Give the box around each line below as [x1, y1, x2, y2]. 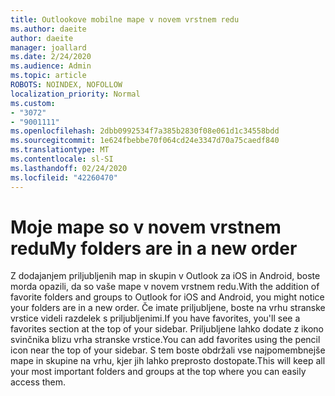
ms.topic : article [10, 71, 87, 81]
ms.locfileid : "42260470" [10, 172, 118, 183]
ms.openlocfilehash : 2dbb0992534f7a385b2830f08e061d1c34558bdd [10, 126, 280, 136]
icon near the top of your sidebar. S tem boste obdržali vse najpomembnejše [10, 344, 326, 356]
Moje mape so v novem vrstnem [10, 216, 282, 238]
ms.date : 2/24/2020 [10, 52, 92, 62]
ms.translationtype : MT [10, 145, 110, 155]
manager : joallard [10, 42, 87, 53]
